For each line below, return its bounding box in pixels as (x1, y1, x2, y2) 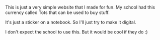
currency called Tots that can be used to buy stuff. (5, 9, 110, 15)
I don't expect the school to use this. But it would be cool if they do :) (5, 29, 148, 34)
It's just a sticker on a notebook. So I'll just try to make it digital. (5, 19, 136, 25)
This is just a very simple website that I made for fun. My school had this (5, 4, 155, 10)
